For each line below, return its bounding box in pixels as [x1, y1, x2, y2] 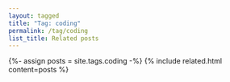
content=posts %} [8, 65, 69, 75]
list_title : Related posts [8, 34, 99, 43]
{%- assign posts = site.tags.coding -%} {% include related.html [8, 56, 223, 66]
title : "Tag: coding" [8, 19, 82, 27]
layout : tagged [8, 11, 60, 20]
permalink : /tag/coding [8, 27, 89, 35]
